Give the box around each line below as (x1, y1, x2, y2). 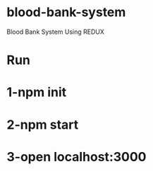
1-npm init (6, 84, 67, 101)
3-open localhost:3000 (6, 148, 147, 165)
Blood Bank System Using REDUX (6, 27, 105, 36)
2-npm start (6, 117, 79, 132)
